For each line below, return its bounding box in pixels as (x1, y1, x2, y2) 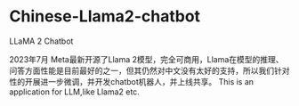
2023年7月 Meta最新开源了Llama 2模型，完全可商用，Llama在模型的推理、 (9, 53, 284, 64)
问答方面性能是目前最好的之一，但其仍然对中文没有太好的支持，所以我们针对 (9, 65, 290, 76)
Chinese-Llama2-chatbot (9, 6, 201, 27)
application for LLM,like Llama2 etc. (9, 86, 140, 97)
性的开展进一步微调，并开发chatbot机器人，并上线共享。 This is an (9, 76, 255, 86)
